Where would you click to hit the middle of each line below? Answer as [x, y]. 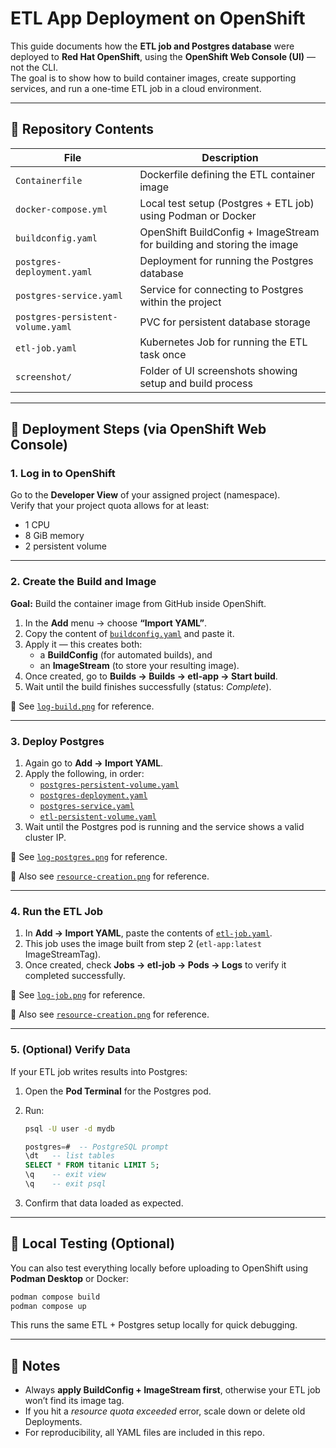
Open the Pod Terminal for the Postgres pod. [118, 1091]
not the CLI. [34, 67]
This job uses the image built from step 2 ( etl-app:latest [143, 944]
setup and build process [196, 383]
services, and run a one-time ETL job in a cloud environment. [136, 88]
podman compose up [48, 1306]
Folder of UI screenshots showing [218, 370]
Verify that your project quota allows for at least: [110, 506]
